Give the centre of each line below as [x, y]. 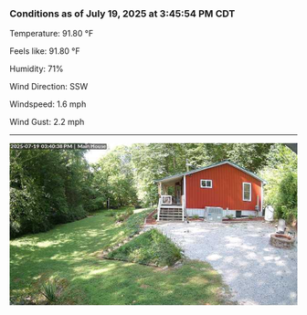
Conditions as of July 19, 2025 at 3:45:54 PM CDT [122, 14]
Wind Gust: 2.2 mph [47, 122]
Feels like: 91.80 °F [45, 51]
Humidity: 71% [37, 69]
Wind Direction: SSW [49, 87]
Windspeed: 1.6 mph [48, 104]
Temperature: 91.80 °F [52, 34]
